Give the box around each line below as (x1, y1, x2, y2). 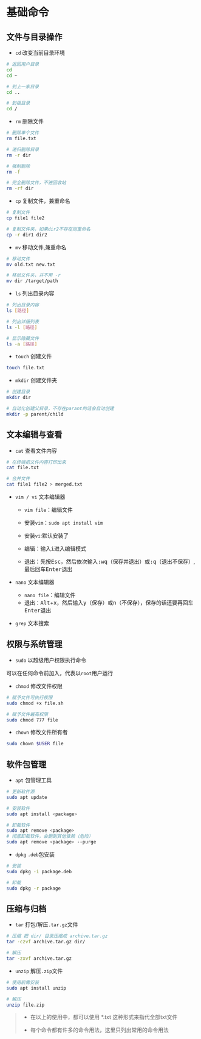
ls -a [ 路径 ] (6, 341, 38, 347)
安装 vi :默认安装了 (24, 532, 69, 539)
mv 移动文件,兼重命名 (15, 243, 67, 250)
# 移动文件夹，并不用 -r (6, 272, 61, 278)
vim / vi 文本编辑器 (15, 493, 66, 500)
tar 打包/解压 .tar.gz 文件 (15, 921, 78, 928)
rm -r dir (6, 152, 32, 158)
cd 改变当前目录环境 (15, 49, 66, 56)
